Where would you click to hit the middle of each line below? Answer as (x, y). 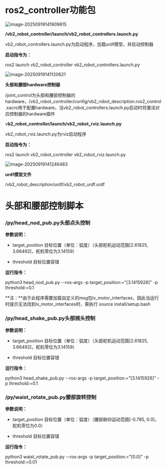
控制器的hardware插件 (32, 114)
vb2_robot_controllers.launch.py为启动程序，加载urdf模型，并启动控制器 (79, 44)
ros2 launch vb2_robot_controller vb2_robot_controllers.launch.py (73, 65)
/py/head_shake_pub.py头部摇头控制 (50, 318)
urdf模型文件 (18, 174)
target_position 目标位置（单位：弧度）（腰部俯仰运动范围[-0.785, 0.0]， (86, 420)
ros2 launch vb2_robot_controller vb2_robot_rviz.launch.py (65, 154)
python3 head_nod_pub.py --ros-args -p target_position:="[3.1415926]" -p (82, 282)
